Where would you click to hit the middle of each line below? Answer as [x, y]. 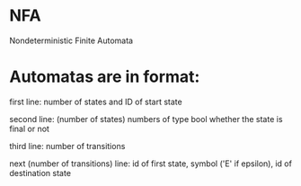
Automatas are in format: [105, 77]
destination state [40, 173]
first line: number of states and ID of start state [96, 102]
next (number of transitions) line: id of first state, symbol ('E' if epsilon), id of [150, 164]
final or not [29, 128]
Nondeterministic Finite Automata [71, 40]
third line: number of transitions [67, 146]
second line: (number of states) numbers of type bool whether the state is [146, 119]
